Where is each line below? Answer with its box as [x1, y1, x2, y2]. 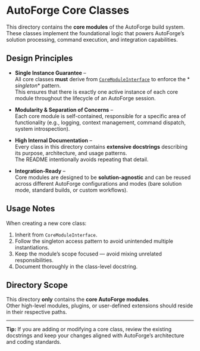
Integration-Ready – [14, 167, 65, 174]
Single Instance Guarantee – [14, 69, 86, 76]
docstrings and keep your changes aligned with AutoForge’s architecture [6, 332, 185, 339]
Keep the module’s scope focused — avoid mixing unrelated [14, 250, 162, 257]
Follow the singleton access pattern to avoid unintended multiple [14, 237, 174, 245]
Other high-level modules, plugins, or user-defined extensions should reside [6, 302, 193, 309]
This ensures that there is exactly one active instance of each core [14, 88, 179, 96]
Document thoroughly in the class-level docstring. [14, 263, 138, 270]
